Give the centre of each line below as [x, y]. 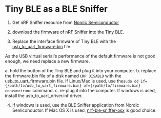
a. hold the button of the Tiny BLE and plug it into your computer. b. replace [81, 70]
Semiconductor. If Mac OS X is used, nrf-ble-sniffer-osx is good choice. [84, 110]
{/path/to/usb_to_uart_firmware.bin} [43, 86]
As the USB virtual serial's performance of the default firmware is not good [80, 56]
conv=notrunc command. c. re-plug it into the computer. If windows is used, [80, 90]
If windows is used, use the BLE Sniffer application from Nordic [76, 105]
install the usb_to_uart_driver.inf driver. [44, 96]
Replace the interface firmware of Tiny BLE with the [64, 41]
